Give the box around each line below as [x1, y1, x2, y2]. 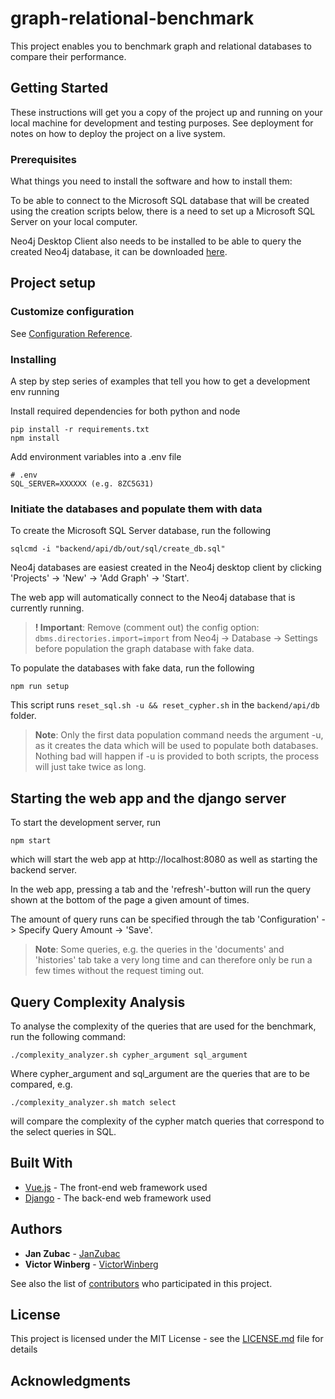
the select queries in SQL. [10, 1125, 117, 1137]
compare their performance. [10, 50, 127, 62]
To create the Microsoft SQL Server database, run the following [10, 525, 272, 537]
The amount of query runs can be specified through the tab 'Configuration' [10, 913, 320, 926]
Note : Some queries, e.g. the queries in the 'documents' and [34, 943, 285, 956]
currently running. [10, 602, 85, 614]
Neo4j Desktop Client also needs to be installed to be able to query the [10, 235, 302, 247]
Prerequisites [10, 152, 77, 166]
